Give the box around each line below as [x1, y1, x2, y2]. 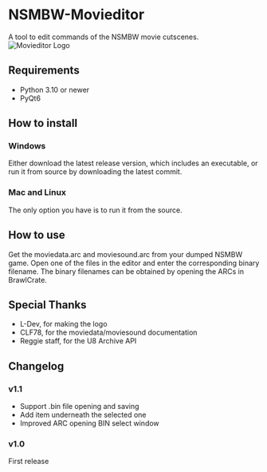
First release [8, 457, 49, 466]
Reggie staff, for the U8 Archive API [19, 336, 137, 346]
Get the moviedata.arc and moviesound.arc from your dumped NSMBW [8, 249, 243, 259]
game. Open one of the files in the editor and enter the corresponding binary [8, 258, 260, 268]
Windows [8, 141, 46, 152]
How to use [8, 228, 65, 242]
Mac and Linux [8, 187, 66, 198]
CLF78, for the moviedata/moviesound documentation [19, 327, 198, 337]
